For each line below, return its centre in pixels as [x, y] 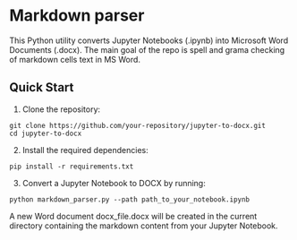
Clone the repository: [61, 109]
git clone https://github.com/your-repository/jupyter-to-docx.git [138, 125]
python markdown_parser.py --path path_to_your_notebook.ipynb [130, 199]
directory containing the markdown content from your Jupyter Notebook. [144, 226]
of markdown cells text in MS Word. [75, 59]
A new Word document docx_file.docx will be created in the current [133, 216]
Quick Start [42, 87]
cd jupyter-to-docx [46, 133]
